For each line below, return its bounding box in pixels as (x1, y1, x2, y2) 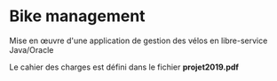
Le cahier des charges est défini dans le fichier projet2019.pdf (9, 62, 240, 72)
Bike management (9, 6, 146, 26)
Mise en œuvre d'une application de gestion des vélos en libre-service (9, 35, 268, 46)
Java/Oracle (9, 44, 54, 55)
